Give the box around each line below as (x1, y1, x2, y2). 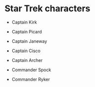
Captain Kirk (11, 19, 37, 25)
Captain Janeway (11, 38, 47, 44)
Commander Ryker (11, 76, 50, 82)
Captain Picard (11, 29, 42, 34)
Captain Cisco (11, 48, 40, 54)
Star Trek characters (4, 3, 91, 14)
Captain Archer (11, 57, 43, 63)
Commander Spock (11, 67, 51, 73)
